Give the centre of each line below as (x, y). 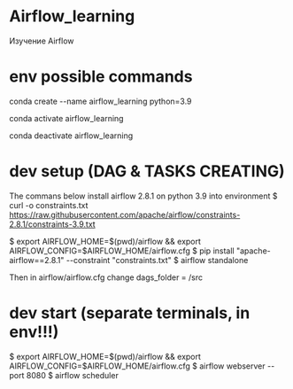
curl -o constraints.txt (49, 205)
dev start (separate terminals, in (130, 313)
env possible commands (101, 77)
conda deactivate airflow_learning (71, 136)
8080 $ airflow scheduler (73, 375)
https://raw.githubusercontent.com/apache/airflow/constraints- (125, 214)
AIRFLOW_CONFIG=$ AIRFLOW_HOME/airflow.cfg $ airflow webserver (137, 366)
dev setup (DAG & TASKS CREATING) (147, 171)
